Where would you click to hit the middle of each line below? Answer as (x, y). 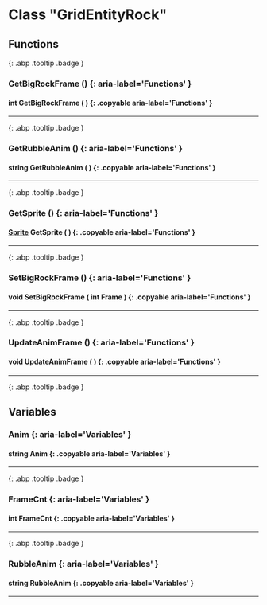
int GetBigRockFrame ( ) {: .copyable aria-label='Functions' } (110, 103)
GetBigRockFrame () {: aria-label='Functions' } (100, 84)
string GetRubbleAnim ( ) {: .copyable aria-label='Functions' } (112, 167)
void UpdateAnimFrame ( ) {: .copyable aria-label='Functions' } (114, 362)
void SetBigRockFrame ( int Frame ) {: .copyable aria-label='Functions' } (130, 297)
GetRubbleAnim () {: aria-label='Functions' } (95, 149)
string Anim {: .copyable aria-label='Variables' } (89, 453)
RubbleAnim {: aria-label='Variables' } (83, 564)
